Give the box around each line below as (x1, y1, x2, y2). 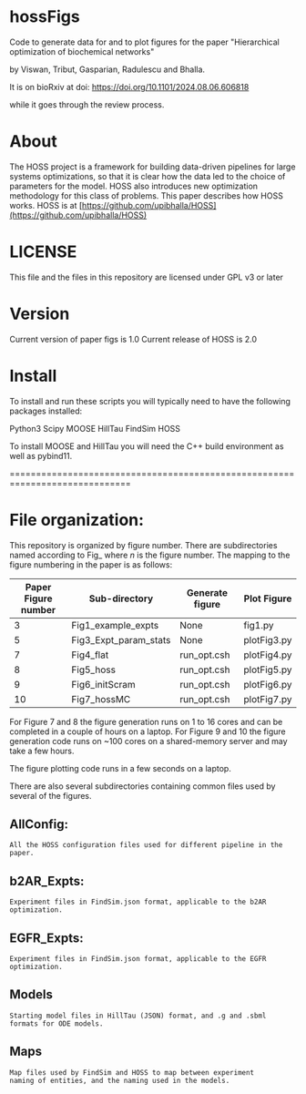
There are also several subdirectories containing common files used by (9, 781, 276, 792)
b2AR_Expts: (9, 873, 85, 889)
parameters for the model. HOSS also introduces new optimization (9, 180, 258, 191)
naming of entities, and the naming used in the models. (9, 1076, 230, 1085)
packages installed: (9, 405, 83, 416)
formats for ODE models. (9, 1018, 104, 1028)
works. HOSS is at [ (9, 199, 83, 210)
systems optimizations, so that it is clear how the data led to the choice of (9, 170, 286, 181)
